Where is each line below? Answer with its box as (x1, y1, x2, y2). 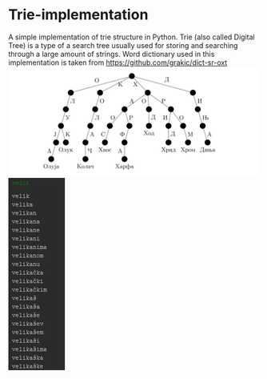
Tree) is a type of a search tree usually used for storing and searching (8, 40, 238, 50)
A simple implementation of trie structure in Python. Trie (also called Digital (8, 32, 255, 42)
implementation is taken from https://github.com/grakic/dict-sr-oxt (8, 58, 228, 67)
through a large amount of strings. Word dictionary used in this (8, 49, 215, 58)
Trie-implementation (8, 6, 149, 24)
